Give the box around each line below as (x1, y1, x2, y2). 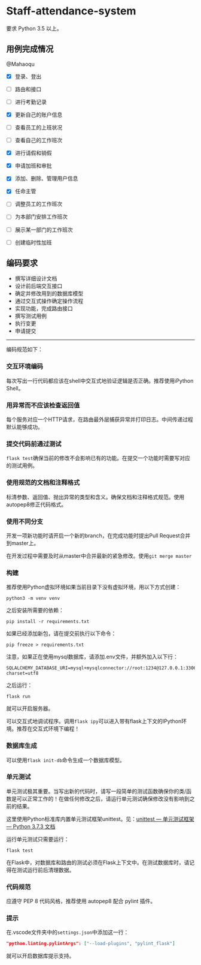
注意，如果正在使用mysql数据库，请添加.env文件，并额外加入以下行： (6, 653, 178, 660)
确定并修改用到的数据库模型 (14, 290, 84, 297)
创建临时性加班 (14, 239, 52, 246)
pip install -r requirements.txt (6, 619, 90, 625)
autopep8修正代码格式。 (6, 501, 67, 508)
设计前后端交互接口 (14, 282, 63, 290)
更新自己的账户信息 (14, 111, 63, 118)
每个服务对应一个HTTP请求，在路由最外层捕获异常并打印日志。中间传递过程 (6, 416, 193, 423)
